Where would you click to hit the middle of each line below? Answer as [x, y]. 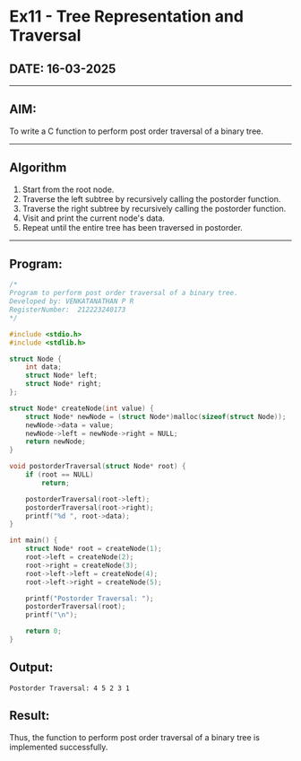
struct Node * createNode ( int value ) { [82, 408]
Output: [31, 667]
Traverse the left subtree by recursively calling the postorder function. [151, 198]
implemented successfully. [59, 747]
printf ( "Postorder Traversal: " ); [90, 599]
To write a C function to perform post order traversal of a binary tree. [137, 131]
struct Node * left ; [62, 376]
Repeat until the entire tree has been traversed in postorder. [133, 227]
